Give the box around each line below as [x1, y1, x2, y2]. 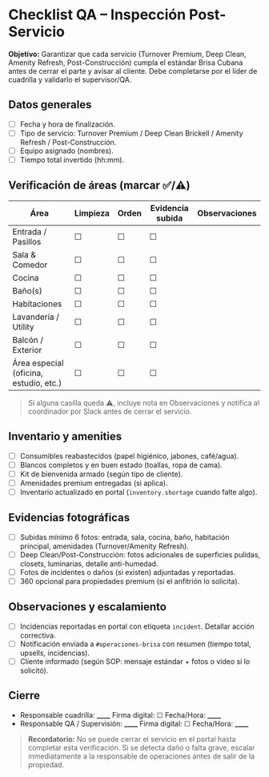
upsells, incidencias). [19, 648, 90, 658]
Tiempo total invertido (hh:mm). [19, 155, 125, 164]
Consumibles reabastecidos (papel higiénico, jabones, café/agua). [19, 451, 239, 460]
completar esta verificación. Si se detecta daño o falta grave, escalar [27, 743, 255, 752]
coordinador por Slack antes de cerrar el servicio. [27, 407, 192, 416]
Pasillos [12, 236, 42, 247]
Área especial [12, 357, 64, 368]
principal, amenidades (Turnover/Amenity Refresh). [19, 541, 190, 551]
